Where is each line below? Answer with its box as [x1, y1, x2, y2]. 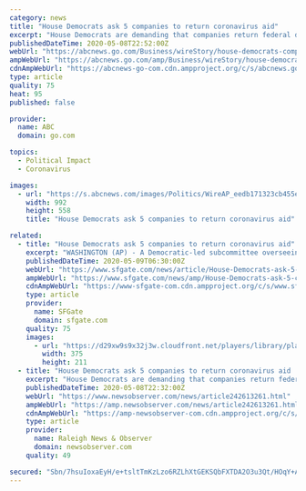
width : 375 [42, 349, 84, 359]
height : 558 [25, 206, 71, 215]
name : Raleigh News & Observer [33, 434, 153, 444]
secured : [9, 467, 43, 476]
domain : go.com [17, 131, 76, 141]
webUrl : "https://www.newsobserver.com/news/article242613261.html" [25, 392, 291, 401]
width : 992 [25, 197, 67, 207]
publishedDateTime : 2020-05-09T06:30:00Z [25, 256, 185, 266]
